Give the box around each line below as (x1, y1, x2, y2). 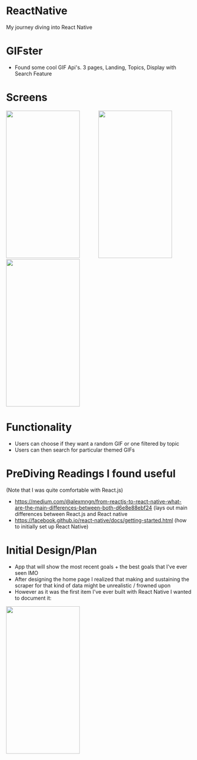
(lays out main (153, 504, 188, 511)
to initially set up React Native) (14, 523, 89, 530)
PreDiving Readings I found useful (6, 467, 176, 480)
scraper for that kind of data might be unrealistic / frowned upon (14, 582, 171, 589)
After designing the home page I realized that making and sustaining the (14, 575, 189, 583)
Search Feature (14, 70, 52, 77)
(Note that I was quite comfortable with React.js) (6, 486, 123, 493)
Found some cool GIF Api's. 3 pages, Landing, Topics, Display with (14, 64, 176, 71)
